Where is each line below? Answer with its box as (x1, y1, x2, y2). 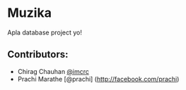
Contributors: (7, 49, 69, 60)
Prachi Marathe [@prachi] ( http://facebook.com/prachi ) (17, 75, 180, 83)
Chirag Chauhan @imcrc (17, 67, 90, 75)
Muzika (7, 5, 52, 21)
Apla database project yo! (7, 28, 83, 37)
